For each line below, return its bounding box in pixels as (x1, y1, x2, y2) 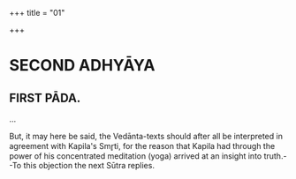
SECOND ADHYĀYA (9, 56, 156, 76)
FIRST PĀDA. (9, 90, 81, 105)
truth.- (263, 151, 287, 161)
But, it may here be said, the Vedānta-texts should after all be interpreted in (9, 131, 283, 141)
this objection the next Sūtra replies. (23, 160, 155, 170)
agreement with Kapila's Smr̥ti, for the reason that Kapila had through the (9, 141, 276, 151)
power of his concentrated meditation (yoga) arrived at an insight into (9, 151, 262, 161)
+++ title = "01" (9, 8, 65, 18)
